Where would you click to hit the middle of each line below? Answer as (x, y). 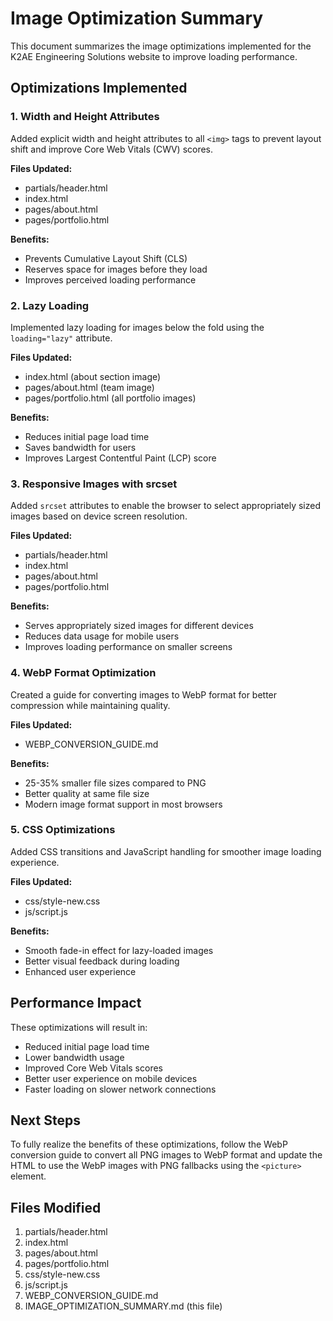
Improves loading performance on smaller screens (128, 647)
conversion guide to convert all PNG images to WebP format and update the (166, 1155)
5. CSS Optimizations (63, 830)
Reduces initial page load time (87, 436)
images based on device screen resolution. (99, 516)
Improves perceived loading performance (110, 279)
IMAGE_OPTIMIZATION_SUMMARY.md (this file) (123, 1306)
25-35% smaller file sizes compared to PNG (115, 783)
